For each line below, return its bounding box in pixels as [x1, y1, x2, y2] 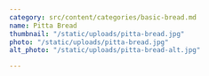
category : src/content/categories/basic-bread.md [9, 12, 197, 22]
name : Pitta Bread [9, 21, 77, 30]
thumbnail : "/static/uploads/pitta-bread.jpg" [9, 29, 185, 38]
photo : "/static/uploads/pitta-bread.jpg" [9, 37, 169, 47]
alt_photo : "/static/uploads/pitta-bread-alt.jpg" [9, 46, 201, 55]
